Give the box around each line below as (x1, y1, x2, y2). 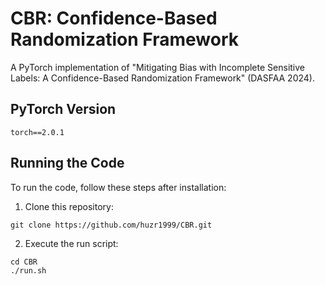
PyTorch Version (10, 101, 117, 118)
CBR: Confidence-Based (10, 7, 218, 30)
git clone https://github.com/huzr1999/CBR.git (10, 220, 213, 230)
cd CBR (10, 257, 38, 267)
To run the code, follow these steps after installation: (10, 181, 227, 193)
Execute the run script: (24, 237, 119, 249)
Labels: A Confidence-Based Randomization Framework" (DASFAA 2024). (10, 72, 315, 84)
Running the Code (10, 155, 125, 172)
